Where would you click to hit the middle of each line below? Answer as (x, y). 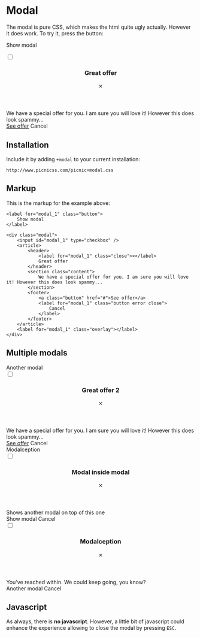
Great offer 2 (101, 390)
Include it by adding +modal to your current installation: (73, 159)
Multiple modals (37, 353)
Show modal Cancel (31, 519)
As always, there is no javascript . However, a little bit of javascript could (95, 621)
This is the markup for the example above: (58, 203)
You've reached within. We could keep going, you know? (76, 582)
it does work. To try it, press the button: (55, 33)
